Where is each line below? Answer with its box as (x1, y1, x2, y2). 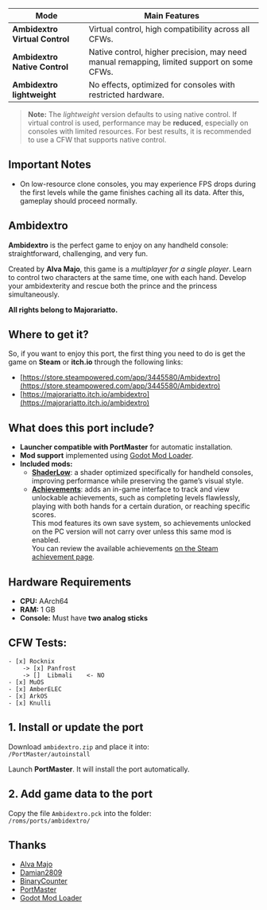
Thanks (8, 838, 47, 852)
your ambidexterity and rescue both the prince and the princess (8, 281, 218, 290)
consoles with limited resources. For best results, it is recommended (27, 126, 252, 136)
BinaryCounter (19, 877, 68, 886)
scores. (31, 510, 56, 519)
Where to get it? (8, 328, 89, 341)
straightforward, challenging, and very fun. (8, 248, 149, 258)
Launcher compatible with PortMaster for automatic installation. (19, 442, 233, 452)
